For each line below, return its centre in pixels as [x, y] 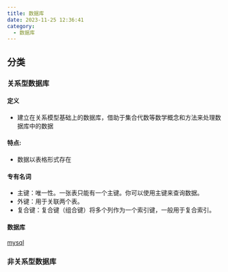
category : [21, 26]
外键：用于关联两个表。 [50, 201]
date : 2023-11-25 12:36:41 [46, 20]
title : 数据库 [26, 13]
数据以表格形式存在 [44, 159]
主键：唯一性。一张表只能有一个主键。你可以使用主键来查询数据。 [110, 193]
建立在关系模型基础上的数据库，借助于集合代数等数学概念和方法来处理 [116, 117]
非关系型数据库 [32, 262]
